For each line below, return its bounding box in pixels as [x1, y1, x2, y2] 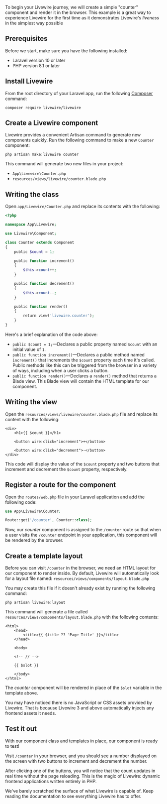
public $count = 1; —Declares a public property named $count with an [12, 341, 158, 347]
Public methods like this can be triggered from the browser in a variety [12, 362, 157, 368]
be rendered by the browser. [5, 537, 64, 543]
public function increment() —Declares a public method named [12, 351, 145, 357]
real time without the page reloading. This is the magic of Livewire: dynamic [5, 773, 161, 779]
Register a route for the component [5, 480, 116, 489]
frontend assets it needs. [5, 710, 56, 716]
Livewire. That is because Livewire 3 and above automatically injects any [5, 705, 154, 711]
